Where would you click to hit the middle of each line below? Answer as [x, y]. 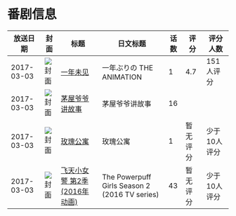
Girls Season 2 [126, 185]
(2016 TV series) [130, 194]
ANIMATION [122, 76]
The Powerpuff [126, 177]
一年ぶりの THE [127, 67]
